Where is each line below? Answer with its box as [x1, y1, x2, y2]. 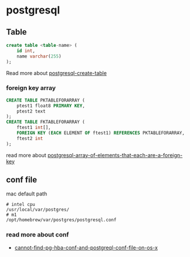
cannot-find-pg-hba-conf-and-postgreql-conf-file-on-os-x [14, 244, 158, 251]
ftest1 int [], [16, 124, 51, 131]
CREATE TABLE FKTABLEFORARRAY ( [6, 119, 85, 125]
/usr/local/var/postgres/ [6, 207, 69, 213]
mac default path [6, 190, 48, 197]
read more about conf [6, 231, 69, 239]
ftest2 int [16, 136, 43, 141]
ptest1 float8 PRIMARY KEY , [16, 103, 85, 109]
